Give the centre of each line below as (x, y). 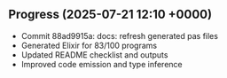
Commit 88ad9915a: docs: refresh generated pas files (120, 35)
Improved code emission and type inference (102, 64)
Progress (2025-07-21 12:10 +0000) (110, 15)
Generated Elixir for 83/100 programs (89, 45)
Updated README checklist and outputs (94, 55)
